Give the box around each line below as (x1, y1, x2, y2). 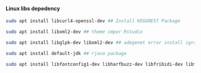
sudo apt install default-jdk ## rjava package (5, 50, 127, 56)
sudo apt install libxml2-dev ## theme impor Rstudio (5, 29, 143, 35)
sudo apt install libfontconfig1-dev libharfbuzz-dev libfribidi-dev (5, 61, 184, 67)
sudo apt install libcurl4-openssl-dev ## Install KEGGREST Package (5, 18, 181, 24)
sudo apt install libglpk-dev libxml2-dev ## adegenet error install (5, 39, 184, 45)
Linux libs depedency (5, 5, 61, 12)
